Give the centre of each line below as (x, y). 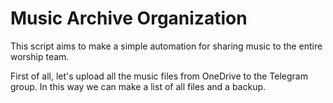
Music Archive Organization (129, 18)
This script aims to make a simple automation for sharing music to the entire (166, 46)
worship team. (40, 56)
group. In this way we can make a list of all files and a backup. (138, 86)
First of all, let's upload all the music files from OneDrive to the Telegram (159, 76)
